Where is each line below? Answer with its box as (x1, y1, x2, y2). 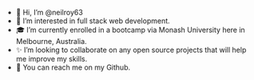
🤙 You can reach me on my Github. (15, 62, 130, 72)
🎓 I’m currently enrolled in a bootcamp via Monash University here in (15, 25, 245, 34)
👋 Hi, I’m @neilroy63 (15, 8, 84, 17)
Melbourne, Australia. (15, 37, 87, 46)
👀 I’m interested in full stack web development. (15, 16, 170, 26)
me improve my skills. (15, 54, 88, 63)
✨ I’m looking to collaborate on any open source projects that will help (15, 45, 247, 54)
